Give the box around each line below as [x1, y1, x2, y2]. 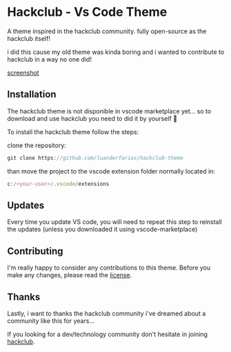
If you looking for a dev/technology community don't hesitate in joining [7, 330, 208, 338]
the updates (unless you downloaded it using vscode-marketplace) [7, 225, 198, 234]
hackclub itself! [7, 34, 50, 42]
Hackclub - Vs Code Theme [7, 4, 168, 20]
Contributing [7, 245, 63, 257]
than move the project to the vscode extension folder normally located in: [7, 167, 216, 175]
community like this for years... [7, 316, 95, 325]
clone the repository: [7, 141, 67, 149]
